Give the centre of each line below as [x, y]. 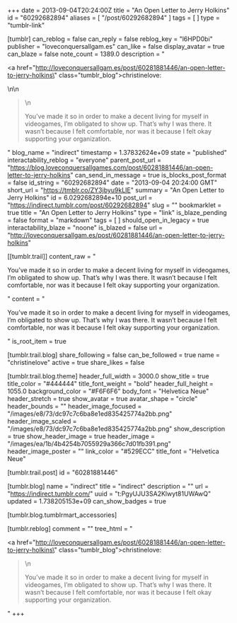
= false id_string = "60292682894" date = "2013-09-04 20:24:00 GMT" [112, 182]
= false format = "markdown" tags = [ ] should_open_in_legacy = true [109, 220]
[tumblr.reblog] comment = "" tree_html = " [70, 529]
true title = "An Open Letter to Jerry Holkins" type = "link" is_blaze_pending [117, 212]
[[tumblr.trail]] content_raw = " [52, 256]
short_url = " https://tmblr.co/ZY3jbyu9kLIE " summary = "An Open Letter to [116, 190]
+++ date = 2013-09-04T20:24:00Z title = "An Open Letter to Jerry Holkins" [118, 10]
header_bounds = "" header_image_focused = [75, 406]
